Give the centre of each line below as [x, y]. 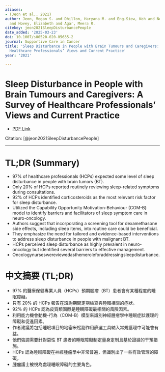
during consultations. [34, 192]
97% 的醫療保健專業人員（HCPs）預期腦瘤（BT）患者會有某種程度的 [82, 291]
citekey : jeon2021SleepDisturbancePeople [48, 28]
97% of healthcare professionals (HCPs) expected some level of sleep [83, 176]
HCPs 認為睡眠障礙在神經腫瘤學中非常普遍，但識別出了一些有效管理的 [83, 352]
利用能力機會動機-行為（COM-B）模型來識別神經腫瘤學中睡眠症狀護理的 [85, 315]
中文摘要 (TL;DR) [39, 276]
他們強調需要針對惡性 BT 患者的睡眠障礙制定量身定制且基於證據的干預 [83, 340]
